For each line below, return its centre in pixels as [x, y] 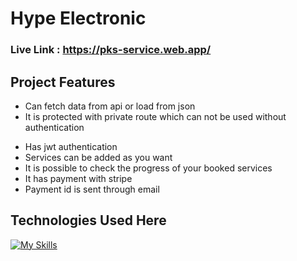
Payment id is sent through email [92, 189]
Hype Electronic [78, 18]
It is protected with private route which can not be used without [155, 116]
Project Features [63, 82]
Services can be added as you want [98, 157]
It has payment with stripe [78, 178]
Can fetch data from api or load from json [110, 106]
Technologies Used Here [88, 220]
